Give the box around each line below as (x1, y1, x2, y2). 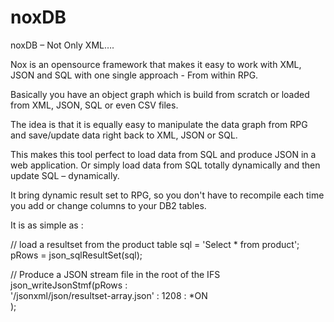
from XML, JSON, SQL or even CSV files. (10, 99, 179, 111)
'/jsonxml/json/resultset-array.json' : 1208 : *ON (10, 289, 208, 301)
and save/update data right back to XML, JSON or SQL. (10, 129, 238, 141)
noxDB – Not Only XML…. (10, 39, 115, 51)
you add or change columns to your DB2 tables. (10, 199, 207, 211)
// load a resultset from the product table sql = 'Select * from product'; (10, 238, 300, 250)
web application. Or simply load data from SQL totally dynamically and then (10, 159, 321, 171)
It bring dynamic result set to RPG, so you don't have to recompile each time (10, 189, 325, 201)
